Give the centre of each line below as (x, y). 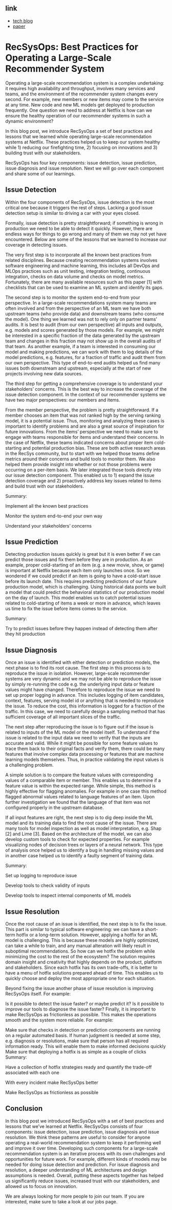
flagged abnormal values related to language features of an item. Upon (80, 797)
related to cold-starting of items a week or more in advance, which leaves (83, 603)
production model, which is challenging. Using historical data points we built (86, 587)
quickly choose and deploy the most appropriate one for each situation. (81, 978)
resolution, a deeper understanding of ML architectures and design (76, 1170)
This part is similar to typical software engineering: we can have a (75, 929)
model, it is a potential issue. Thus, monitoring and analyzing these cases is (85, 420)
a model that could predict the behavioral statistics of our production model (85, 592)
